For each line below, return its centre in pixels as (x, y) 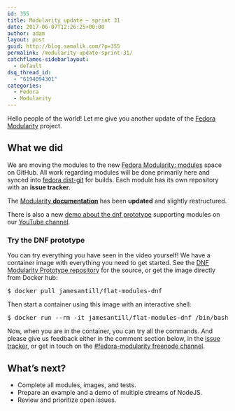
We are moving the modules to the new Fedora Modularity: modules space (115, 165)
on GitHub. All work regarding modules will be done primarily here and (108, 172)
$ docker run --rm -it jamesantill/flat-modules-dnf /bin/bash (118, 318)
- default (28, 66)
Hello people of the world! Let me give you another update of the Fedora (112, 119)
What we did (35, 148)
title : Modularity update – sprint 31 (64, 20)
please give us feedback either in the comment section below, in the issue (114, 339)
